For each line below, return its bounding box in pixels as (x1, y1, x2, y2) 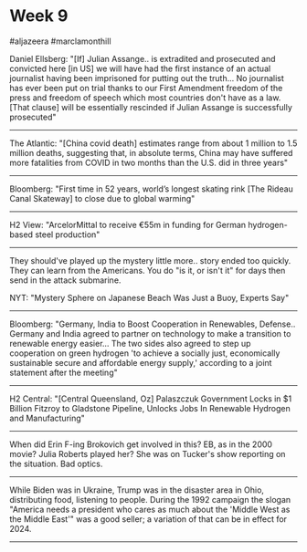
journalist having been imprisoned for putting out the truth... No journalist (9, 72, 285, 83)
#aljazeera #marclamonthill (9, 36, 111, 47)
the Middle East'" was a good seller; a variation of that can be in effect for (9, 513, 288, 525)
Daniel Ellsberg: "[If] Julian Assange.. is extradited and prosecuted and (9, 53, 276, 64)
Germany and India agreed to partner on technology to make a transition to (9, 328, 291, 338)
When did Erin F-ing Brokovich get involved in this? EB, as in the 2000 (9, 439, 272, 450)
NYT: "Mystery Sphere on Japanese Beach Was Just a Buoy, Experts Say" (9, 292, 290, 303)
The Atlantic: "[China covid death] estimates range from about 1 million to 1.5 (9, 138, 298, 149)
